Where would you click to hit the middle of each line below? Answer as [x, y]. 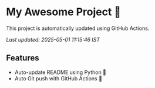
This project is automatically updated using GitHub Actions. [78, 28]
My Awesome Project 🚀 [64, 12]
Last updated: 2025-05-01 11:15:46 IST [53, 39]
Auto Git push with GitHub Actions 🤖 [58, 78]
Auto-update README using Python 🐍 [60, 72]
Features [23, 58]
